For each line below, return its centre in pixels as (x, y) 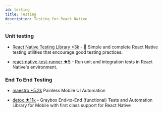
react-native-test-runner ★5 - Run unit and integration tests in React (82, 62)
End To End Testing (29, 79)
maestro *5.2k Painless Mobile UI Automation (59, 90)
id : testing (17, 10)
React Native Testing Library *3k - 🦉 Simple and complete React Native (85, 47)
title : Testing (21, 14)
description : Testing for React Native (46, 19)
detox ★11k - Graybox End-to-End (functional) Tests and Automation (82, 100)
